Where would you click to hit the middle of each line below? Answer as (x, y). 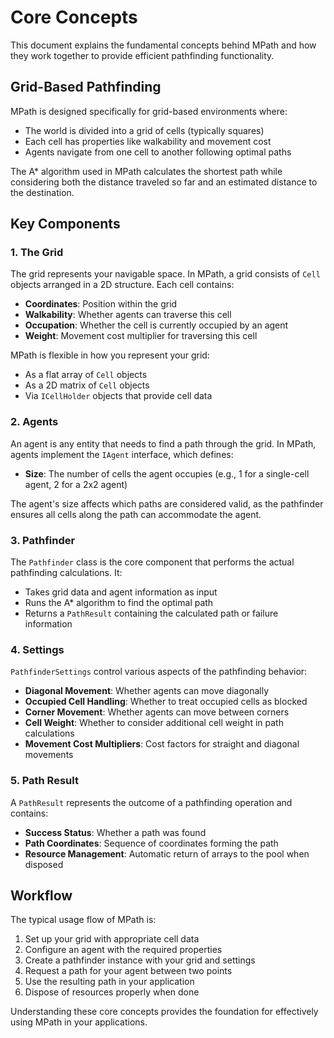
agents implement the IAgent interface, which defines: (122, 454)
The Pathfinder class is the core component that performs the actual (152, 562)
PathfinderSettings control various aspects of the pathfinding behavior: (159, 672)
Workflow (41, 896)
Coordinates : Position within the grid (101, 304)
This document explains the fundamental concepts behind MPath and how (163, 45)
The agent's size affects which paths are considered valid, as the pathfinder (167, 503)
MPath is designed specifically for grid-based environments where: (149, 111)
